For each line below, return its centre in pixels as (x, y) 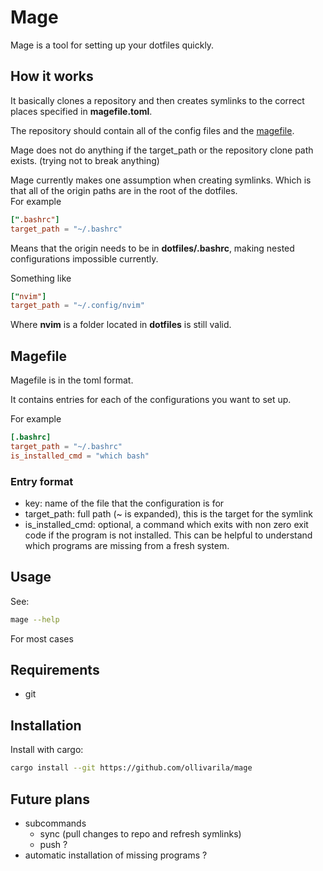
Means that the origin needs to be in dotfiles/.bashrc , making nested (152, 248)
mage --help (35, 619)
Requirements (55, 670)
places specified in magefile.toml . (81, 111)
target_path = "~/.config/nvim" (77, 306)
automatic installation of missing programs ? (116, 855)
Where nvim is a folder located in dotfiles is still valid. (121, 325)
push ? (53, 844)
